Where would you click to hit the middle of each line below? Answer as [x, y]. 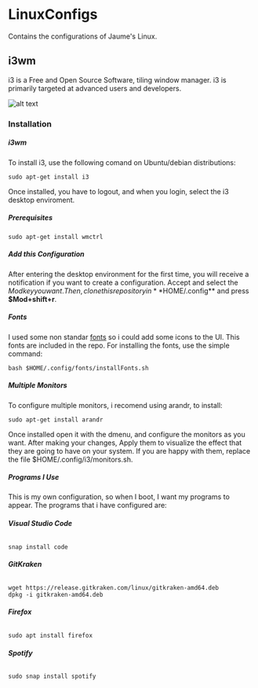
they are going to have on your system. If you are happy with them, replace [129, 451]
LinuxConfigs [53, 15]
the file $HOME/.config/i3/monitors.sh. [71, 459]
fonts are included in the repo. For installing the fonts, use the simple [119, 345]
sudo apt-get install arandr [56, 419]
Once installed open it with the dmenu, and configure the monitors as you [127, 434]
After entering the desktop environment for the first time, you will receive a [129, 274]
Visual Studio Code [40, 524]
